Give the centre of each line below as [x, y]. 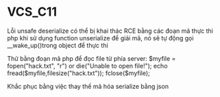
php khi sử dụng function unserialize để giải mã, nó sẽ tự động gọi [100, 38]
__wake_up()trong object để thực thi [58, 45]
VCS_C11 [32, 12]
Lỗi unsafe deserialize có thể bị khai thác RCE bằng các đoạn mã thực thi [110, 31]
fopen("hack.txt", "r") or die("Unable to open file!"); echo [87, 66]
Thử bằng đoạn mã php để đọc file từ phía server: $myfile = [91, 58]
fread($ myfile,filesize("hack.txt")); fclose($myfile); [79, 73]
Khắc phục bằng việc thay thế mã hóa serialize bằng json [88, 86]
